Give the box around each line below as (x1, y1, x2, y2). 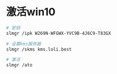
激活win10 (6, 5, 56, 19)
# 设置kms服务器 (6, 41, 42, 47)
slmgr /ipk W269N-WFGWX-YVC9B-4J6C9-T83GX (6, 30, 111, 36)
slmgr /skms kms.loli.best (6, 46, 72, 52)
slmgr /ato (6, 62, 33, 68)
